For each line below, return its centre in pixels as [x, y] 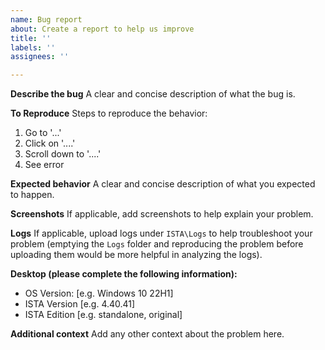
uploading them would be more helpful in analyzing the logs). [136, 255]
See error [44, 165]
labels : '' [33, 47]
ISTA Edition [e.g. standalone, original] [103, 315]
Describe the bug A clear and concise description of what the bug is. [153, 94]
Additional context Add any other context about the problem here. [147, 334]
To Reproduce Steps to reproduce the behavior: [109, 113]
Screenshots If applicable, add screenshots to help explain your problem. [162, 214]
